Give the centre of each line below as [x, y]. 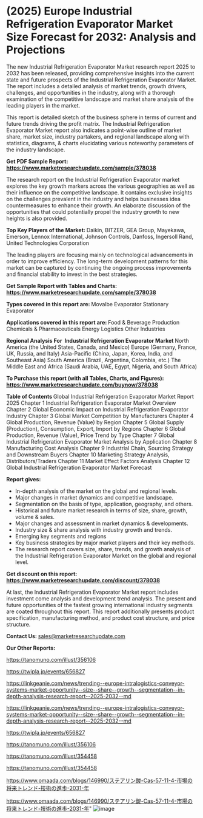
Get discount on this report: [42, 574]
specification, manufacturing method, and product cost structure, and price [101, 617]
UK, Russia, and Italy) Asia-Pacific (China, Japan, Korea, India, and [89, 353]
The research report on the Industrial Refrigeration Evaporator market [93, 179]
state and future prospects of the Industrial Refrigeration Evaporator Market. [101, 80]
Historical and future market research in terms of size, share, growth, [101, 510]
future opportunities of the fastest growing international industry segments [99, 605]
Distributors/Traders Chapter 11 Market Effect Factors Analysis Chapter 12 [98, 461]
